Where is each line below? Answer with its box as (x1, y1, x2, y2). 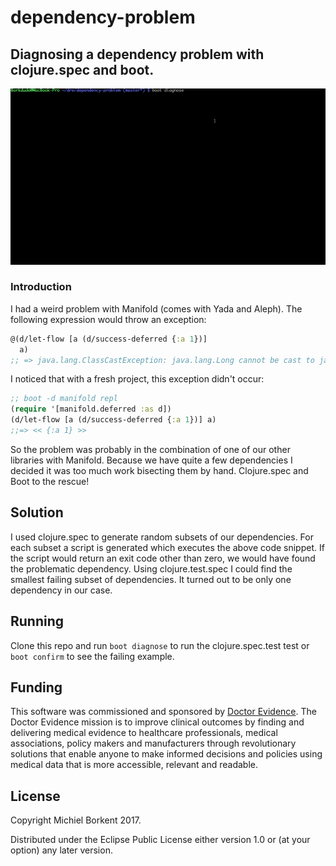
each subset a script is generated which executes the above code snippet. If (10, 541, 325, 553)
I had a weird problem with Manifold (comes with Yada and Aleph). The (10, 302, 303, 315)
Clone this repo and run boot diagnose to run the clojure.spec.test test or (10, 639, 310, 651)
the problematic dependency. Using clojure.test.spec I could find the (10, 562, 293, 575)
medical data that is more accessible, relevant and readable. (10, 759, 258, 771)
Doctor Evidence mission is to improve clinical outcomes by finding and (10, 716, 305, 728)
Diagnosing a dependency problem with (10, 46, 265, 63)
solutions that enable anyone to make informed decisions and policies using (10, 748, 323, 760)
